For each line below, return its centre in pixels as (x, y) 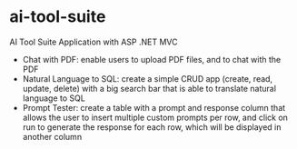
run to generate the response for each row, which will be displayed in (152, 127)
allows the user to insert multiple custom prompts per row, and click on (155, 117)
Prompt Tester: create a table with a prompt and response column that (154, 107)
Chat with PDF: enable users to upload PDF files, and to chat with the (152, 59)
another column (52, 136)
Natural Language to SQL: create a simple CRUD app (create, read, (148, 78)
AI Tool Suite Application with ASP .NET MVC (94, 42)
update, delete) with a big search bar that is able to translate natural (149, 88)
